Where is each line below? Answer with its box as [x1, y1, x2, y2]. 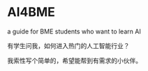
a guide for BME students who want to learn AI [7, 27, 141, 35]
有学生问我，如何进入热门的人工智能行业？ [7, 41, 130, 49]
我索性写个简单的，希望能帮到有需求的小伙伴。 [7, 56, 142, 65]
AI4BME [7, 4, 56, 20]
